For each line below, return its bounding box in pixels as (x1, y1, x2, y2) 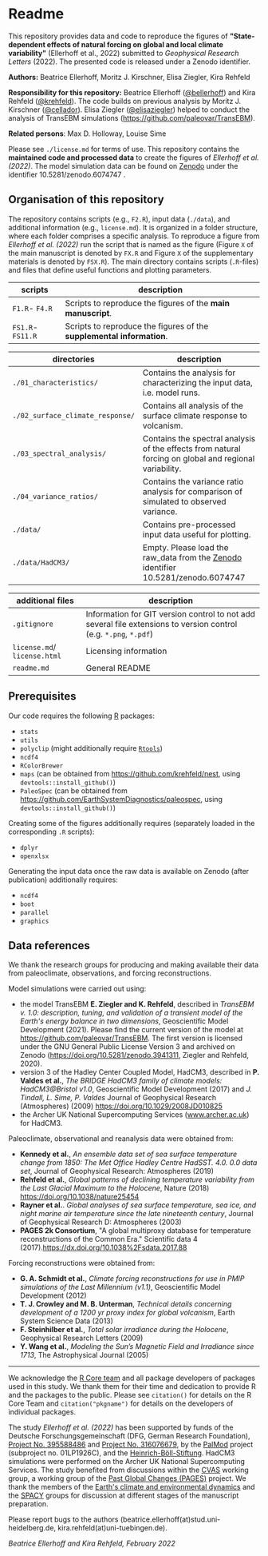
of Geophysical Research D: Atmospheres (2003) (19, 1217, 182, 1227)
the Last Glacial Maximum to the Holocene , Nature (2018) (19, 1183, 210, 1193)
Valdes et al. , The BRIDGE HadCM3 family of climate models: (19, 1076, 223, 1086)
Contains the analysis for (142, 367, 236, 378)
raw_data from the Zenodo (142, 552, 242, 563)
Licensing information (85, 645, 167, 656)
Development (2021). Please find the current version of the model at (19, 1025, 243, 1035)
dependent (8, 39, 46, 49)
